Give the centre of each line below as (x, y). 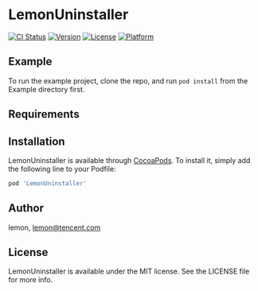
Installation (37, 141)
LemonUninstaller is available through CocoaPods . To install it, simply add (129, 160)
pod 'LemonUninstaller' (48, 183)
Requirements (44, 114)
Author (26, 208)
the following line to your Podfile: (63, 169)
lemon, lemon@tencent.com (55, 227)
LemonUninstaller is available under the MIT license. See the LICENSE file (129, 271)
